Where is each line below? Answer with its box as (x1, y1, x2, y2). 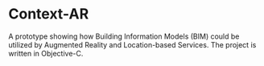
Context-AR (8, 5, 89, 23)
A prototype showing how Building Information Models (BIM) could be (8, 31, 240, 41)
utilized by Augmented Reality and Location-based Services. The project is (8, 39, 257, 49)
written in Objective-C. (8, 48, 84, 58)
